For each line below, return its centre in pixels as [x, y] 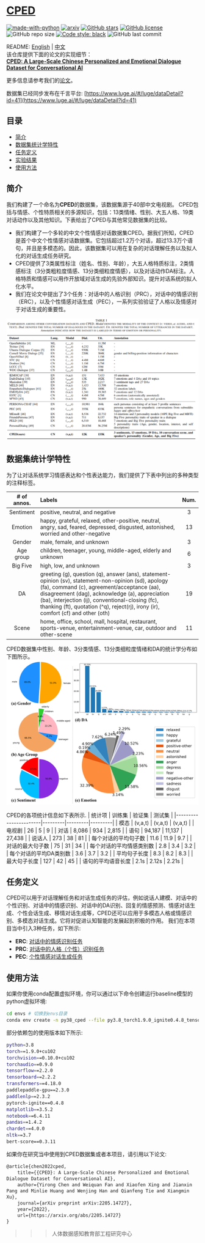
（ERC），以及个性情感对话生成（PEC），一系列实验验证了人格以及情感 [103, 301]
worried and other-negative [75, 533]
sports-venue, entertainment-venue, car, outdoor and [108, 628]
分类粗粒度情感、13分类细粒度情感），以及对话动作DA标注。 [115, 271]
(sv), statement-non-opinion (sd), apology [114, 580]
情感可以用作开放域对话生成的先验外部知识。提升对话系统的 [111, 278]
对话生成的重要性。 [45, 309]
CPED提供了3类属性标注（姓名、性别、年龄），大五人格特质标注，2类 [102, 263]
